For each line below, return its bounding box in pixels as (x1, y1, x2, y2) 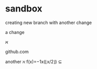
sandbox (5, 3, 43, 14)
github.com (5, 48, 29, 54)
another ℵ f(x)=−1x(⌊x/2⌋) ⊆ (5, 58, 62, 64)
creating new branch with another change (5, 19, 92, 25)
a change (5, 29, 25, 35)
